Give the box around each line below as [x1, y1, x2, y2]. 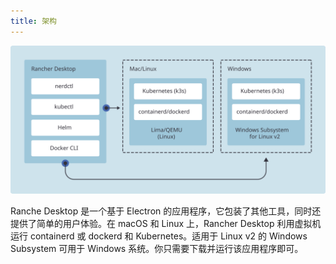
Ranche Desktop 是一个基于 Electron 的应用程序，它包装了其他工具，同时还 [10, 205, 322, 217]
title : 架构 [10, 16, 57, 26]
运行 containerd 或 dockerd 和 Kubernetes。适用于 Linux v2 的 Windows [10, 230, 308, 242]
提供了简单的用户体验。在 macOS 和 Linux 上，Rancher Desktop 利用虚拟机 [10, 217, 322, 229]
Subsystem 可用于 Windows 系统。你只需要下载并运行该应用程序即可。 [10, 242, 304, 254]
